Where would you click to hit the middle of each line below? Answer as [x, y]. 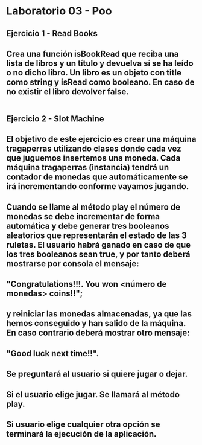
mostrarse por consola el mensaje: [73, 264]
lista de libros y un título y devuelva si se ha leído [100, 63]
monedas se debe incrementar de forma [83, 216]
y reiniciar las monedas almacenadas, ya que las [99, 314]
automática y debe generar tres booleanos [88, 226]
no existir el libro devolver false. [68, 91]
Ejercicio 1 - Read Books [52, 34]
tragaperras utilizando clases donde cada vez [94, 149]
